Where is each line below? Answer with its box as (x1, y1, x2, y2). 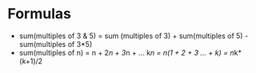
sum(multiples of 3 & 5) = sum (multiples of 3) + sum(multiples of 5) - (18, 31, 249, 40)
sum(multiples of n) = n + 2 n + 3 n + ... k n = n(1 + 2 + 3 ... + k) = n (18, 48, 234, 57)
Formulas (7, 5, 71, 23)
